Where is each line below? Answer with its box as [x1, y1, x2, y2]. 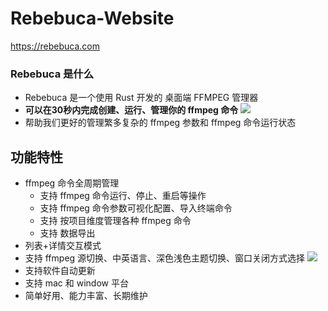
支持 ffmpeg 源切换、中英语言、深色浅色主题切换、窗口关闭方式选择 [24, 252, 306, 264]
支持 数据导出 [39, 227, 96, 239]
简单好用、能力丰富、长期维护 [24, 290, 148, 302]
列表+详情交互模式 [24, 240, 102, 252]
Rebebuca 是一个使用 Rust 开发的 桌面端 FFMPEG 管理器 [24, 92, 259, 104]
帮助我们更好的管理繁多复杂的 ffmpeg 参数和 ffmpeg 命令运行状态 [24, 117, 297, 129]
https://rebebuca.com [10, 40, 100, 52]
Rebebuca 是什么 [10, 67, 95, 81]
